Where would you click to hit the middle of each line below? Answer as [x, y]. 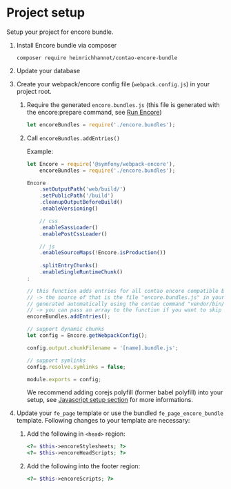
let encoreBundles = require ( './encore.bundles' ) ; [101, 125]
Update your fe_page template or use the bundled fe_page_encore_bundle [120, 413]
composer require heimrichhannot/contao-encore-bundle [97, 58]
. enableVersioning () [69, 209]
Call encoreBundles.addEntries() [73, 138]
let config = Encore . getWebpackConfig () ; [87, 336]
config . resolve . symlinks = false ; [76, 367]
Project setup [46, 13]
